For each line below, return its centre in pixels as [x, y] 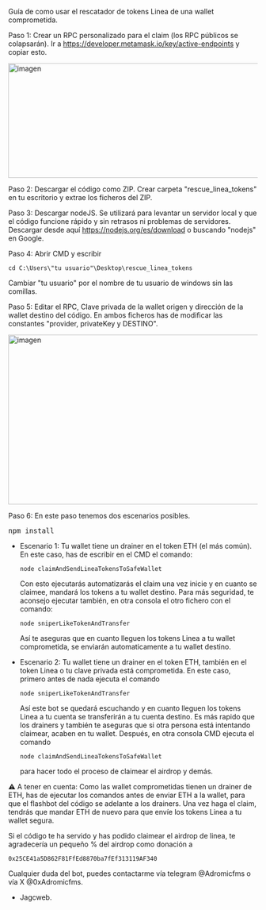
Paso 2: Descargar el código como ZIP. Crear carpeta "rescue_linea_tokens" [133, 189]
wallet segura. [31, 820]
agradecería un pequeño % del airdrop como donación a [101, 844]
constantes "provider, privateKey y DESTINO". [83, 324]
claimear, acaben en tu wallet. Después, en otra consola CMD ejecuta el [137, 733]
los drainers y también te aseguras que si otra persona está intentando [135, 725]
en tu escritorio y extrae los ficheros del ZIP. [80, 197]
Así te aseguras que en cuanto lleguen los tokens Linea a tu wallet [127, 638]
